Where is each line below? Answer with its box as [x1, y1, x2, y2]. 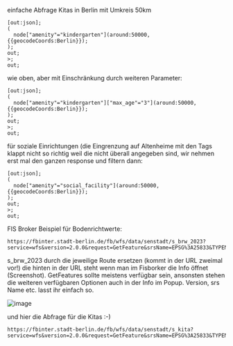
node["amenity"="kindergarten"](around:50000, [13, 31, 150, 38]
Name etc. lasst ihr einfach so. [7, 286, 94, 294]
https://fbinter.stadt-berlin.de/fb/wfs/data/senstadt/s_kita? [7, 326, 194, 333]
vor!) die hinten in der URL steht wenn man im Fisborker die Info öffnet [7, 263, 209, 272]
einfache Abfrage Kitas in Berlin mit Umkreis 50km [7, 6, 152, 14]
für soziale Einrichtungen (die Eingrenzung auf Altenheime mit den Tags [7, 142, 213, 150]
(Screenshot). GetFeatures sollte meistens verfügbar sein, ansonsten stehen [7, 271, 225, 279]
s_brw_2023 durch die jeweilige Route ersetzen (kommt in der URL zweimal [7, 257, 223, 264]
